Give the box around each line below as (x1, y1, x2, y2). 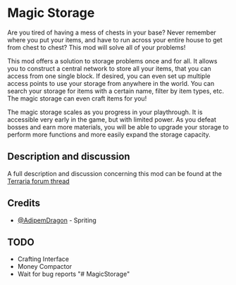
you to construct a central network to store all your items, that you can (7, 64, 211, 72)
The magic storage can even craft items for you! (7, 94, 147, 103)
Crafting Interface (17, 255, 69, 263)
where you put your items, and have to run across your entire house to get (7, 35, 223, 44)
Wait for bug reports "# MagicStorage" (17, 270, 130, 279)
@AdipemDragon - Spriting (17, 216, 97, 224)
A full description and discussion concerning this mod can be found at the (7, 169, 222, 177)
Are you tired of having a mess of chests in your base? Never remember (7, 28, 216, 37)
